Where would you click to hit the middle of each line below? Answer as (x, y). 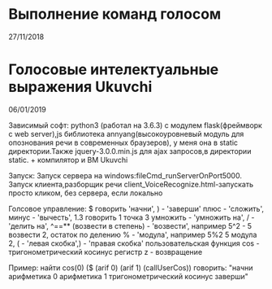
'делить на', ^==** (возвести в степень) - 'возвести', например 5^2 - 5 (130, 226)
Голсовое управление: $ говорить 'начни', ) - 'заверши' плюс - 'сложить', (136, 208)
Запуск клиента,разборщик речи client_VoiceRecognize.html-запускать (131, 184)
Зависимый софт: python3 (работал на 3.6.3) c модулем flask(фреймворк (135, 125)
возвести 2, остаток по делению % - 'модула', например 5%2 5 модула (133, 234)
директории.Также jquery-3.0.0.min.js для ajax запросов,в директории (130, 151)
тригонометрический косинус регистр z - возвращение (106, 252)
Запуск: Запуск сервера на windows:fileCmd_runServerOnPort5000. (125, 175)
